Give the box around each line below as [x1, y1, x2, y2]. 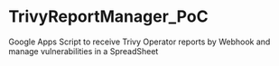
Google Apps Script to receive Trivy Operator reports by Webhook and [8, 36, 271, 47]
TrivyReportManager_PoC [8, 6, 209, 27]
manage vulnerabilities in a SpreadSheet [8, 45, 159, 56]
